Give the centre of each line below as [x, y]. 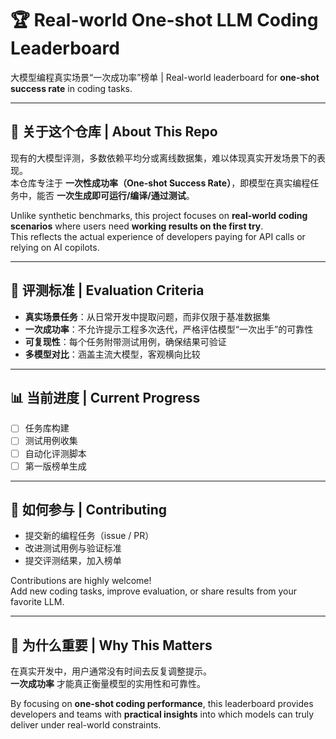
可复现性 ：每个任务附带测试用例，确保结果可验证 [125, 341]
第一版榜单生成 [55, 466]
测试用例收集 [51, 441]
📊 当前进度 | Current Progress [105, 397]
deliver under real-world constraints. [86, 725]
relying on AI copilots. [55, 247]
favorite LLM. [37, 602]
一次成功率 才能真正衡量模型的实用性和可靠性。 [108, 684]
